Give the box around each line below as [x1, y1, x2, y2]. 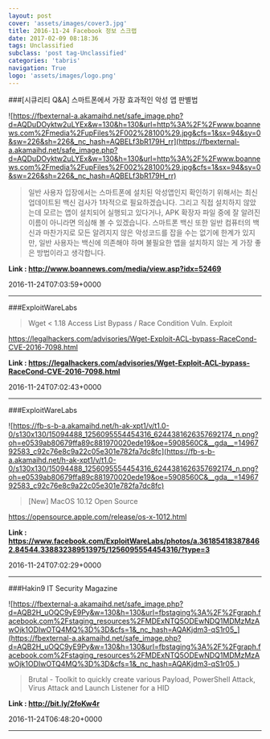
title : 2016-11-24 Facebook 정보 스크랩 [8, 27, 137, 35]
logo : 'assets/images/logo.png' [8, 72, 117, 80]
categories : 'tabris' [8, 57, 81, 65]
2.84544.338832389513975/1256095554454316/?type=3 [8, 544, 211, 554]
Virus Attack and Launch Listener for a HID [27, 683, 170, 692]
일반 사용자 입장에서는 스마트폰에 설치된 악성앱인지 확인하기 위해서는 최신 [27, 187, 259, 197]
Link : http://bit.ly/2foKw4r [8, 698, 100, 708]
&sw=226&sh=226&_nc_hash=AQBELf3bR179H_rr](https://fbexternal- [8, 136, 240, 146]
